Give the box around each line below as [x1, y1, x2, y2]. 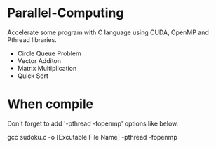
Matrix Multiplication [17, 64, 77, 72]
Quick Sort [17, 72, 49, 80]
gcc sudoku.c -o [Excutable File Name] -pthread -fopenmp [7, 133, 177, 141]
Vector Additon [17, 56, 62, 65]
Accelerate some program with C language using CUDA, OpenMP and [7, 28, 209, 36]
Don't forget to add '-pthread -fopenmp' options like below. [7, 119, 179, 128]
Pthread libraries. [7, 35, 58, 43]
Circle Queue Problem [17, 49, 82, 58]
